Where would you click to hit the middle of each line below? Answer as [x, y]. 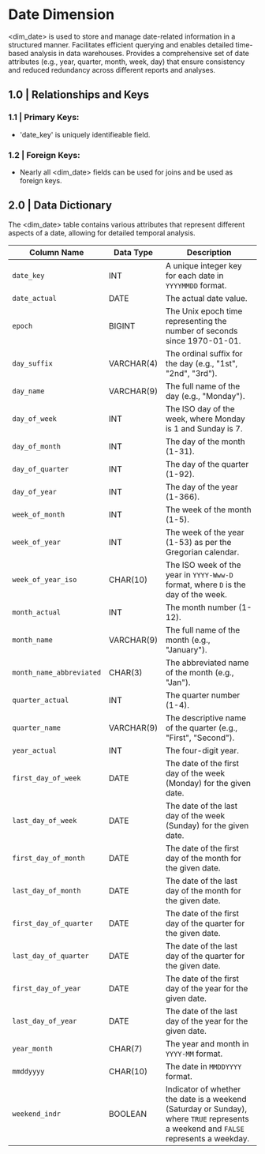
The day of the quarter [207, 464]
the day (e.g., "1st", [202, 363]
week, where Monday [205, 419]
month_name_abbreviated [57, 672]
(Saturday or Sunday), [206, 1109]
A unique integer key [203, 265]
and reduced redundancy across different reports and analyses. [112, 70]
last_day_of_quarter [50, 956]
